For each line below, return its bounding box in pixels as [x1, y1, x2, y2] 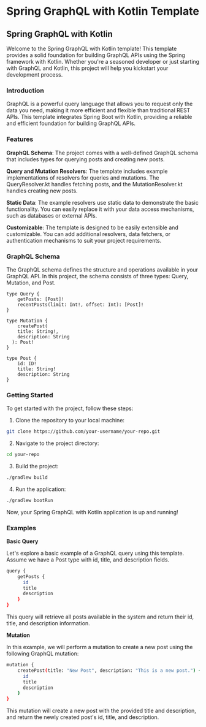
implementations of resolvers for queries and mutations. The [6, 173, 159, 181]
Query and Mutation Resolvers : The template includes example [6, 167, 168, 175]
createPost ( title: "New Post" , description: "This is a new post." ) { [17, 667, 202, 674]
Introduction [6, 86, 44, 94]
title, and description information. [6, 620, 90, 627]
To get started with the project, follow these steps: [6, 405, 134, 412]
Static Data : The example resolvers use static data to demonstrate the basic [6, 199, 199, 206]
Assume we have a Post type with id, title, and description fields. [6, 556, 170, 563]
